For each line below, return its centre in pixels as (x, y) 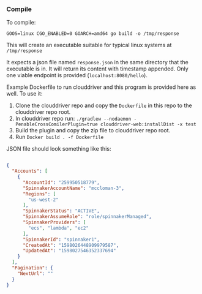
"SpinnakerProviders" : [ (54, 222)
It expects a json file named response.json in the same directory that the (97, 62)
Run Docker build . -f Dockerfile (59, 137)
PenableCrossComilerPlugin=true (56, 124)
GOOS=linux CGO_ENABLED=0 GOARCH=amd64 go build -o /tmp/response (93, 34)
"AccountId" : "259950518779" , (61, 183)
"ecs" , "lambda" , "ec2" (58, 228)
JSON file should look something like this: (59, 149)
